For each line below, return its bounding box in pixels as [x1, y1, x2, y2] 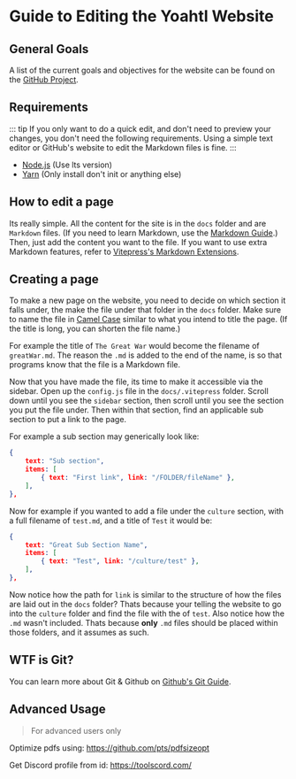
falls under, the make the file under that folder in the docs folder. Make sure [9, 305, 282, 315]
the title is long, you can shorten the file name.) [9, 323, 181, 334]
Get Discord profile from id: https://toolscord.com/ [9, 760, 193, 770]
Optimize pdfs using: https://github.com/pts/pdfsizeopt [9, 742, 210, 753]
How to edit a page [9, 195, 115, 210]
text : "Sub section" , [25, 457, 104, 466]
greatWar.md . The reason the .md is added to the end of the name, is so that [9, 350, 283, 360]
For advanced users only [30, 725, 122, 736]
